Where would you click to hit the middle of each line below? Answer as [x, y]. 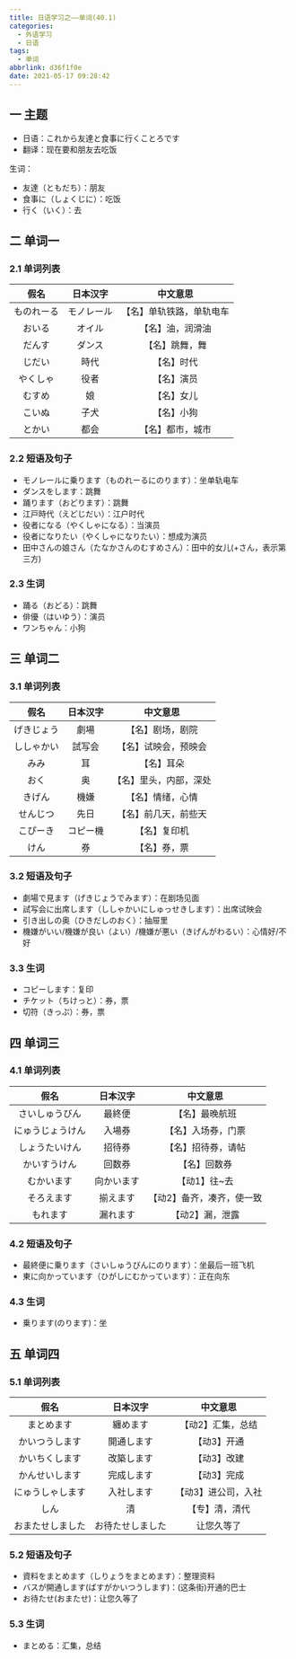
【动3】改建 [219, 1459]
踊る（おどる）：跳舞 [60, 605]
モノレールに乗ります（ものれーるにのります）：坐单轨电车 [131, 480]
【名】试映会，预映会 [162, 746]
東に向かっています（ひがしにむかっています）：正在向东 [126, 1276]
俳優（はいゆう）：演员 [64, 616]
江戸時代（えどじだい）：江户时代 [83, 514]
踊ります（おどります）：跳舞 [75, 502]
